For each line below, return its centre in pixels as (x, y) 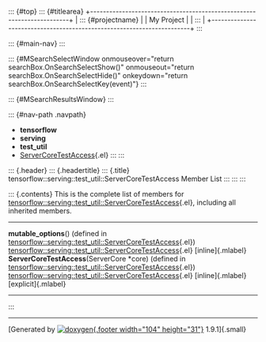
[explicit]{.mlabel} (37, 284)
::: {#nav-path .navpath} (47, 115)
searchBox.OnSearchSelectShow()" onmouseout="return (101, 67)
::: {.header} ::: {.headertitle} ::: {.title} (69, 170)
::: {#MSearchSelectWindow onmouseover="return (91, 59)
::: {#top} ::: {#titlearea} (46, 11)
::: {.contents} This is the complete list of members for (96, 194)
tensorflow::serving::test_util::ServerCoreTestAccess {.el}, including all (122, 202)
